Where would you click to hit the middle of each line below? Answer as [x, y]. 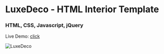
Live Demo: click [23, 36]
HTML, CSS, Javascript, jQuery [44, 25]
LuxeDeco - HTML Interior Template [82, 9]
